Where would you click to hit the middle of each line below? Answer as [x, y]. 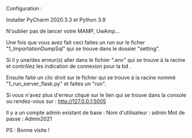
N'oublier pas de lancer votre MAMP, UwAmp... [63, 31]
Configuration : [24, 8]
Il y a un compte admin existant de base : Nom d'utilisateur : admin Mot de [96, 113]
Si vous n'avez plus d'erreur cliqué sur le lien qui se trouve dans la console [96, 95]
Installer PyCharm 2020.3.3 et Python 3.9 [56, 20]
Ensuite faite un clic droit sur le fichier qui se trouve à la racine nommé [91, 77]
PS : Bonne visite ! [28, 130]
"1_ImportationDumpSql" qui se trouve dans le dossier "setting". [83, 49]
